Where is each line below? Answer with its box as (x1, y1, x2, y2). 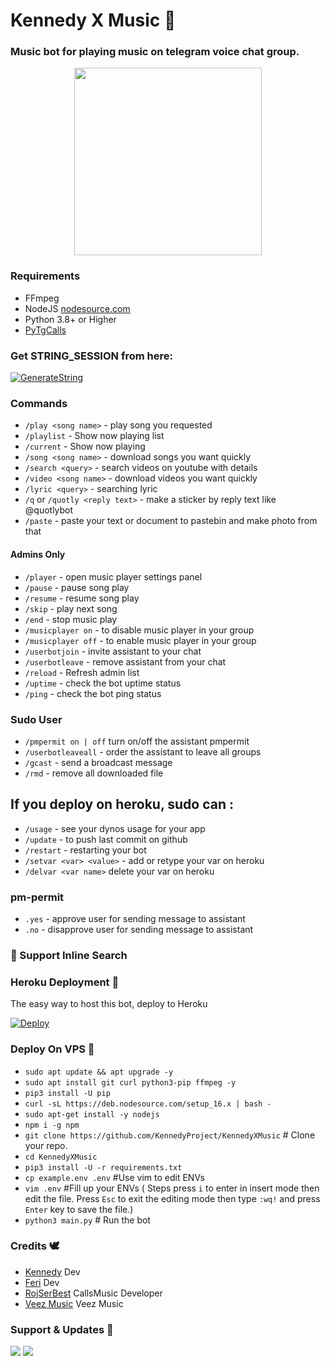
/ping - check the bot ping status (24, 687, 162, 699)
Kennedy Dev (24, 1265, 81, 1278)
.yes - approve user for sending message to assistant (24, 912, 246, 924)
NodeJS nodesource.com (24, 302, 131, 314)
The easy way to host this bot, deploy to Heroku (10, 998, 208, 1010)
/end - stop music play (24, 613, 118, 625)
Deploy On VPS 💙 (10, 1042, 95, 1056)
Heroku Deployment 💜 (10, 975, 120, 989)
